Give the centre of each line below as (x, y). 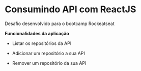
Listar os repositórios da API (42, 43)
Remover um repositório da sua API (49, 63)
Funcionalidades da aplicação (37, 33)
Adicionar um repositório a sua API (48, 53)
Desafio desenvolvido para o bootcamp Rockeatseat (60, 23)
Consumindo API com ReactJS (70, 9)
